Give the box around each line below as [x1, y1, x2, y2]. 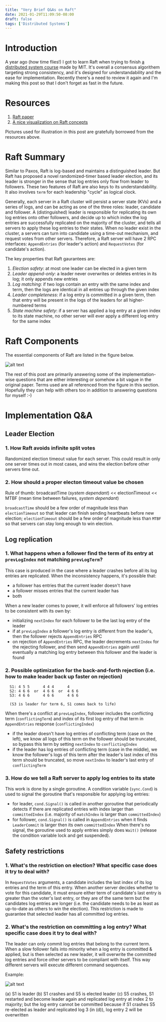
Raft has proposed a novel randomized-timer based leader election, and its [5, 173, 158, 179]
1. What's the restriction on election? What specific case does [5, 862, 158, 868]
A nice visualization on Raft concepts [12, 119, 88, 125]
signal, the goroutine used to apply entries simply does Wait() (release [12, 827, 157, 833]
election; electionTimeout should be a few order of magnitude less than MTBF [5, 515, 162, 522]
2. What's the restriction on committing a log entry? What [5, 924, 147, 931]
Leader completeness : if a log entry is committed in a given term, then [12, 292, 156, 298]
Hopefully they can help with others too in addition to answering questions [5, 387, 157, 393]
